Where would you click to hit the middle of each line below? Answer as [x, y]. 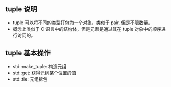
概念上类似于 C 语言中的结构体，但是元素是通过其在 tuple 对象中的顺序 [87, 29]
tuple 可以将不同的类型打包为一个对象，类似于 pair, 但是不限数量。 [82, 23]
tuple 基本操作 [28, 53]
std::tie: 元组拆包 [30, 79]
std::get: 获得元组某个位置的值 [44, 73]
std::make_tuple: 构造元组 [40, 66]
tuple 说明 [21, 9]
